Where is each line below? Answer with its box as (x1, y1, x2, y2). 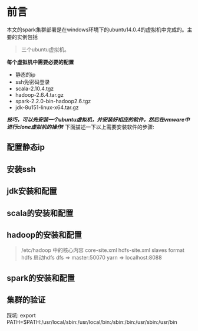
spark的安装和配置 (6, 273, 75, 283)
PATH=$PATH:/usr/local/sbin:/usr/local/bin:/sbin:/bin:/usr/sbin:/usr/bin (6, 318, 177, 325)
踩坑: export (6, 312, 36, 319)
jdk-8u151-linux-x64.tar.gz (15, 104, 79, 111)
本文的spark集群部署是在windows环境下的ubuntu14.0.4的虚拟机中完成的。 (6, 26, 187, 33)
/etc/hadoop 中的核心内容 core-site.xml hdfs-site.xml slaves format (21, 247, 185, 254)
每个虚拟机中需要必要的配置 (6, 58, 74, 65)
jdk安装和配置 (6, 186, 58, 196)
